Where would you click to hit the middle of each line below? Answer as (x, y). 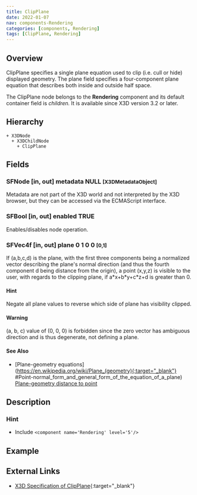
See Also (17, 351)
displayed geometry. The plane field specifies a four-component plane (93, 79)
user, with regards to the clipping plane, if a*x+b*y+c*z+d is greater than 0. (99, 277)
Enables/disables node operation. (47, 229)
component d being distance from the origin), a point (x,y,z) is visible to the (98, 271)
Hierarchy (25, 122)
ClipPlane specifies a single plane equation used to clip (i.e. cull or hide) (94, 72)
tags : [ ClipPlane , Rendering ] (44, 34)
